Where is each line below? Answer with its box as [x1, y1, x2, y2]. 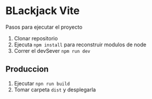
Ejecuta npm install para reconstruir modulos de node [13, 41, 147, 48]
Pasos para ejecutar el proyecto [5, 23, 83, 30]
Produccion [5, 64, 49, 74]
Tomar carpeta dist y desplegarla [13, 86, 96, 93]
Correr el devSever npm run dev [13, 47, 90, 54]
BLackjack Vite [5, 4, 80, 18]
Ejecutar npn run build [13, 80, 70, 87]
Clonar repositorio [13, 35, 58, 42]
